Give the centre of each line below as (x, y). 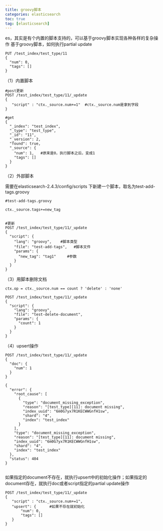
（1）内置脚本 (19, 81)
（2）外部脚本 (20, 176)
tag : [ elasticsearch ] (27, 23)
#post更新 (14, 91)
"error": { (21, 390)
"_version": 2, (25, 139)
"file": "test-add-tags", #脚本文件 (52, 247)
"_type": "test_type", (33, 131)
